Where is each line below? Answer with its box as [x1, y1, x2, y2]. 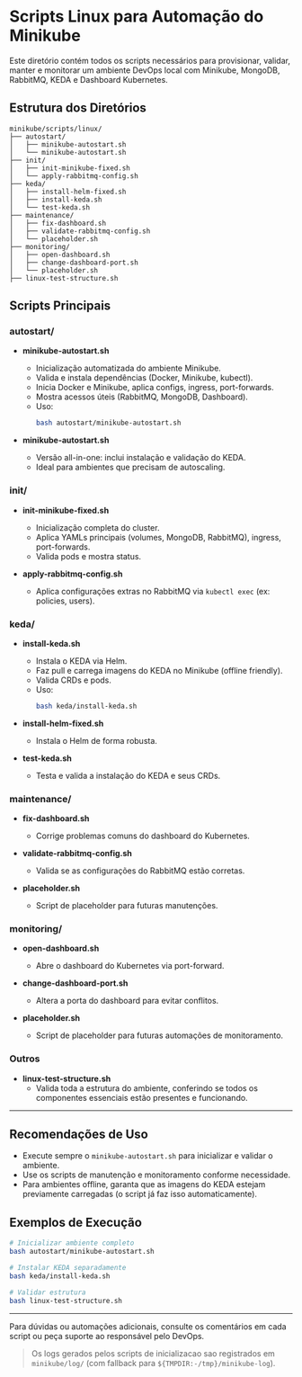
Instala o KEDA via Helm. [35, 655, 128, 666]
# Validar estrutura [9, 1288, 87, 1297]
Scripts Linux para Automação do [9, 6, 264, 27]
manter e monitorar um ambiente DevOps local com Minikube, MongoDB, [9, 65, 280, 76]
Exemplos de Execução [9, 1214, 142, 1229]
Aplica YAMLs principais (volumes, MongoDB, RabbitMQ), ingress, [35, 532, 281, 542]
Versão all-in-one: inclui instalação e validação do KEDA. [35, 452, 246, 463]
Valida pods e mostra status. [35, 550, 142, 561]
